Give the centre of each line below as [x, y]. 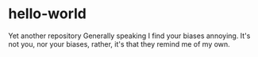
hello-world [48, 14]
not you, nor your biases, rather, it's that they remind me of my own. [119, 44]
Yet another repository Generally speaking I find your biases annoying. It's [129, 36]
